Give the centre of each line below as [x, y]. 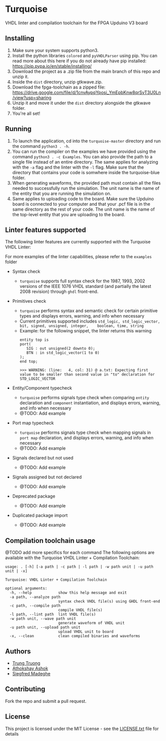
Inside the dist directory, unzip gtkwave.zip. [57, 82]
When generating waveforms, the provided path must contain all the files [86, 183]
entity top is [34, 340]
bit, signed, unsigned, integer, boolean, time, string [82, 326]
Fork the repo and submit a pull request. [46, 701]
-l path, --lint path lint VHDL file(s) [53, 614]
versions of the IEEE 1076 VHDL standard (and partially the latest [85, 286]
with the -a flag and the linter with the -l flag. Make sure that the [78, 167]
